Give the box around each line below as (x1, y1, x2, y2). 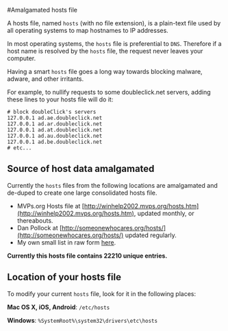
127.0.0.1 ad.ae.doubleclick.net (7, 114, 103, 121)
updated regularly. (125, 231, 177, 239)
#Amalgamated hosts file (7, 6, 77, 14)
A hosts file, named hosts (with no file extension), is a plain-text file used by (7, 19, 221, 27)
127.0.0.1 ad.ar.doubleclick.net (7, 121, 103, 127)
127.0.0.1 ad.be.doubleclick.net (7, 138, 103, 145)
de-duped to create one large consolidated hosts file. (7, 188, 157, 197)
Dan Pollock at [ (16, 223, 62, 232)
